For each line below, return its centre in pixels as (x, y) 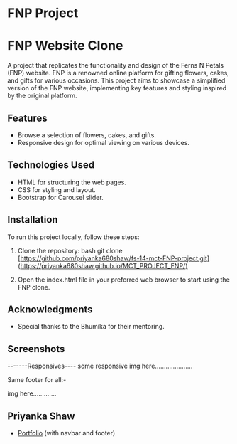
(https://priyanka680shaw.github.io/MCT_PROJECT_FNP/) (103, 265)
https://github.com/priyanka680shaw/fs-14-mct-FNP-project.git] (115, 258)
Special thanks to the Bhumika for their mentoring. (91, 327)
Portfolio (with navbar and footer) (66, 433)
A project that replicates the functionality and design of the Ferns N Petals (116, 65)
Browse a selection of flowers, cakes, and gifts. (87, 135)
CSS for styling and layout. (56, 189)
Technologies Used (51, 165)
